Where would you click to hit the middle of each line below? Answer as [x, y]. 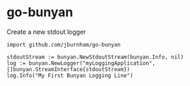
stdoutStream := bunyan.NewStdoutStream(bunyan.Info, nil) [95, 57]
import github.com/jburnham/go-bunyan [64, 44]
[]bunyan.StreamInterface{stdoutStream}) [69, 69]
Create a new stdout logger [46, 32]
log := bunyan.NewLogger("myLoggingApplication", [81, 63]
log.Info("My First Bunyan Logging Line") [70, 75]
